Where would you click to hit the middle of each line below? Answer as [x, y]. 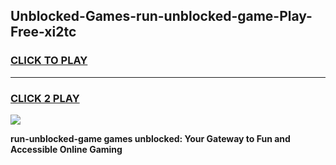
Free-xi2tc [43, 32]
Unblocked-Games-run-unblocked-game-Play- [161, 16]
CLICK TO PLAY [49, 61]
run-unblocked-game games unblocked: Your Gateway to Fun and [150, 138]
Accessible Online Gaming [66, 149]
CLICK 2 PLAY [45, 98]
